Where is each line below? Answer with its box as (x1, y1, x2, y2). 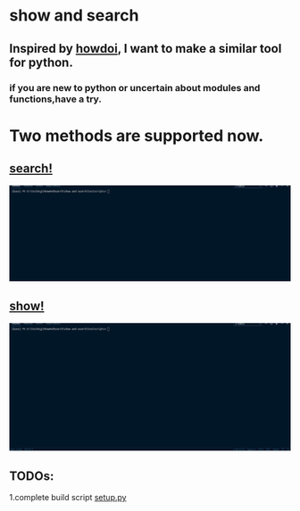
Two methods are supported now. (9, 126, 264, 145)
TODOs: (9, 468, 54, 483)
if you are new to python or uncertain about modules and (9, 81, 261, 94)
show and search (9, 5, 139, 26)
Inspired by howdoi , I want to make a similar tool (9, 41, 282, 56)
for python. (9, 54, 73, 70)
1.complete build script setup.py (9, 492, 127, 503)
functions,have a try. (9, 93, 103, 105)
